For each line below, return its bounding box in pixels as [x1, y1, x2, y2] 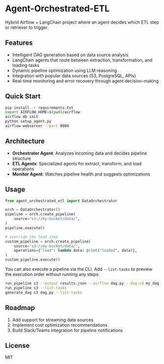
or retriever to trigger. [5, 24, 49, 30]
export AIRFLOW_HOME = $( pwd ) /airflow [5, 110, 80, 115]
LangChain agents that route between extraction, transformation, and [12, 57, 153, 63]
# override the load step [5, 234, 58, 239]
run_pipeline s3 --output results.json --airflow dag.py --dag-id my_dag [5, 281, 160, 286]
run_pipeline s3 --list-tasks [5, 285, 67, 290]
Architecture [5, 137, 45, 146]
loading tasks [12, 62, 40, 68]
